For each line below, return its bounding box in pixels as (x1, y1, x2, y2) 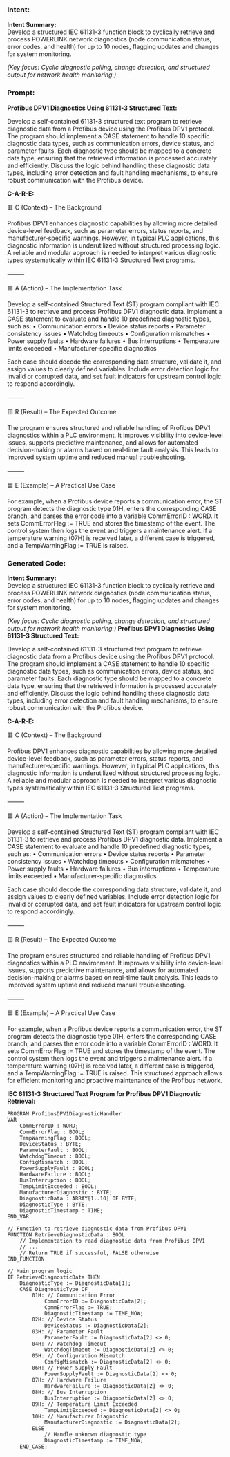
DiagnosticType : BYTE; (19, 1201, 88, 1208)
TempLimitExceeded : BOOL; (19, 1182, 97, 1190)
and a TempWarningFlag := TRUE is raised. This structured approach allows (7, 1068, 222, 1077)
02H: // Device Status (32, 1316, 97, 1323)
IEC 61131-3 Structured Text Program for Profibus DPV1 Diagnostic (7, 1089, 202, 1097)
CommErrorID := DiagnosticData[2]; (44, 1298, 147, 1305)
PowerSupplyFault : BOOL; (19, 1164, 95, 1171)
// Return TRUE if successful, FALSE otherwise (19, 1250, 159, 1256)
